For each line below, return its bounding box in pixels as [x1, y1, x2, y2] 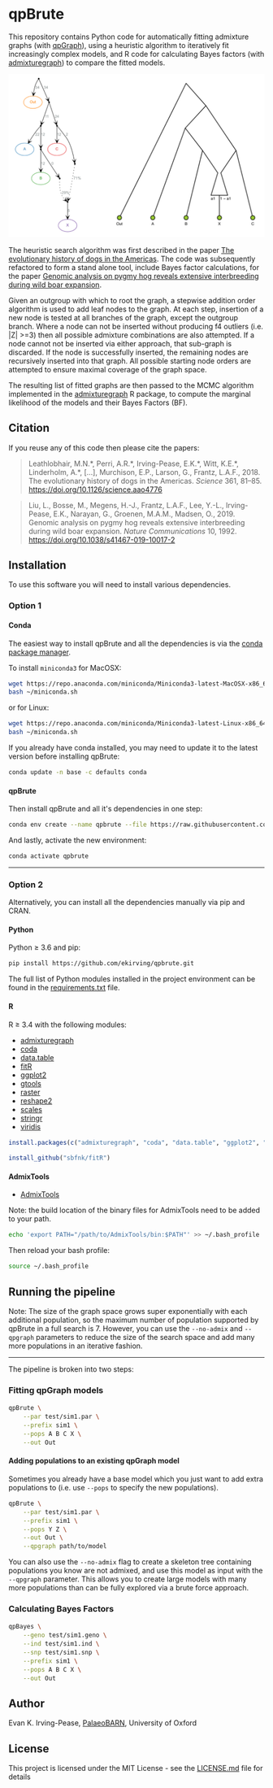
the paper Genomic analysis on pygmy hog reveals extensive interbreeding [8, 271, 259, 281]
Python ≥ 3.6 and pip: [8, 942, 81, 952]
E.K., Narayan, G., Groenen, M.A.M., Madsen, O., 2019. [53, 509, 236, 519]
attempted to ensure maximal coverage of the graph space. [8, 364, 207, 374]
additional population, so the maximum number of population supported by [8, 1315, 259, 1325]
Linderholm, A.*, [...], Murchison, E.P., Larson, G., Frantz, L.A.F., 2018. [28, 467, 261, 476]
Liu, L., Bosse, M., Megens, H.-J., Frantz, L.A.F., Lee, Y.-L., [28, 500, 225, 510]
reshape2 [19, 1095, 53, 1106]
